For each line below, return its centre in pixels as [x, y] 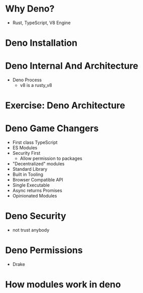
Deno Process [27, 80]
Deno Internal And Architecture [72, 66]
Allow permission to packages [51, 158]
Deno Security [36, 216]
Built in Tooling [28, 174]
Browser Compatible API [38, 180]
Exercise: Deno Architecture [65, 106]
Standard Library [30, 169]
